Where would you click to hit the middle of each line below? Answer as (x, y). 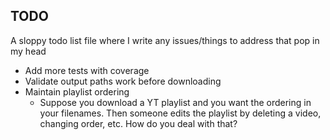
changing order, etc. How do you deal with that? (138, 123)
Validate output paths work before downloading (123, 81)
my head (28, 51)
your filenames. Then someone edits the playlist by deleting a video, (180, 113)
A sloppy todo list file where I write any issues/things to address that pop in (165, 40)
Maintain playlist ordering (77, 91)
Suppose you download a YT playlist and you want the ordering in (175, 102)
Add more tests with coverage (87, 70)
